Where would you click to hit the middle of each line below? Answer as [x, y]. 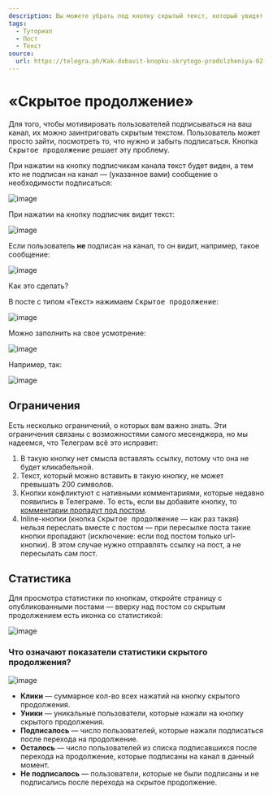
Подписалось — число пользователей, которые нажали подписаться [142, 730]
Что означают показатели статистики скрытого [108, 652]
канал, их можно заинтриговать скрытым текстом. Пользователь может [134, 132]
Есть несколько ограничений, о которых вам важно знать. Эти [118, 425]
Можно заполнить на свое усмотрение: [77, 333]
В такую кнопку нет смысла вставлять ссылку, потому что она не [134, 458]
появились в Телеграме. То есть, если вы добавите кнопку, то [128, 501]
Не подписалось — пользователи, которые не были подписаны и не [140, 773]
